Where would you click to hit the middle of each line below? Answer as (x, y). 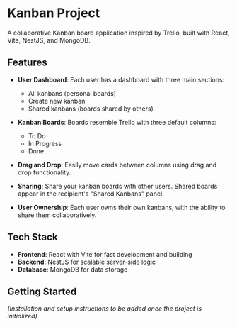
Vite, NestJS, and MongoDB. (49, 40)
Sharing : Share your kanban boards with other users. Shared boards (117, 186)
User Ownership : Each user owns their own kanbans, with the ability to (121, 207)
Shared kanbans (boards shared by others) (91, 109)
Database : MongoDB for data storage (73, 269)
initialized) (22, 316)
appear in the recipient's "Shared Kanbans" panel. (91, 194)
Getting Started (42, 291)
